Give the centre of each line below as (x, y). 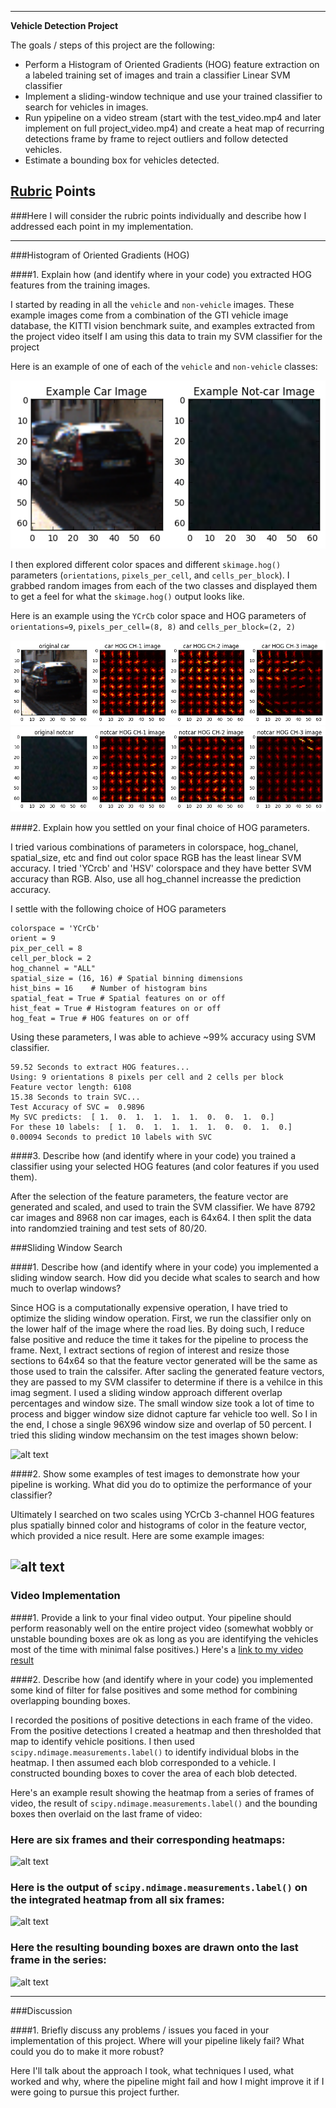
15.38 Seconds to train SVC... (75, 1097)
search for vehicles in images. (86, 107)
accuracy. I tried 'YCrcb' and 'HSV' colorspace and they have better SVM (161, 868)
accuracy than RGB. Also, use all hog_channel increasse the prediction (156, 879)
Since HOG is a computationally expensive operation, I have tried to (149, 1308)
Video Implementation (65, 1596)
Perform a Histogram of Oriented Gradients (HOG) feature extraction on (172, 64)
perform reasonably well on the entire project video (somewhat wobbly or (162, 1628)
